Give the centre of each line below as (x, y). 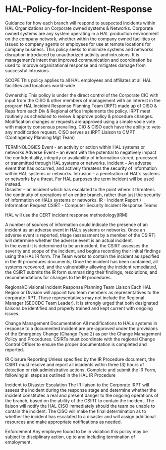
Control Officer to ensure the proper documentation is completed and (76, 344)
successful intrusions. (28, 70)
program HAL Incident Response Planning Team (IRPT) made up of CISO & (81, 106)
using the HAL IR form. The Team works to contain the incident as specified (82, 256)
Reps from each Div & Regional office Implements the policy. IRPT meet (78, 111)
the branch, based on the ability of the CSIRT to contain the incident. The (80, 400)
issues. (12, 313)
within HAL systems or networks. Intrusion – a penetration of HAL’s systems (83, 173)
